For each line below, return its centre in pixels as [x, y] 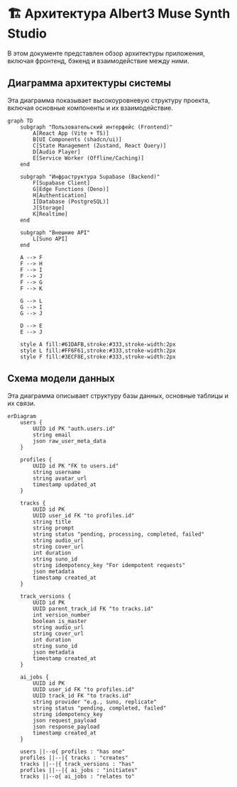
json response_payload [66, 727]
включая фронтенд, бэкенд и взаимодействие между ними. [98, 60]
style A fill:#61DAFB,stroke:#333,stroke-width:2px [98, 344]
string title [52, 522]
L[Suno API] [51, 238]
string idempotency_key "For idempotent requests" [109, 565]
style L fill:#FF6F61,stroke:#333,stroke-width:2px [98, 351]
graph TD [20, 121]
